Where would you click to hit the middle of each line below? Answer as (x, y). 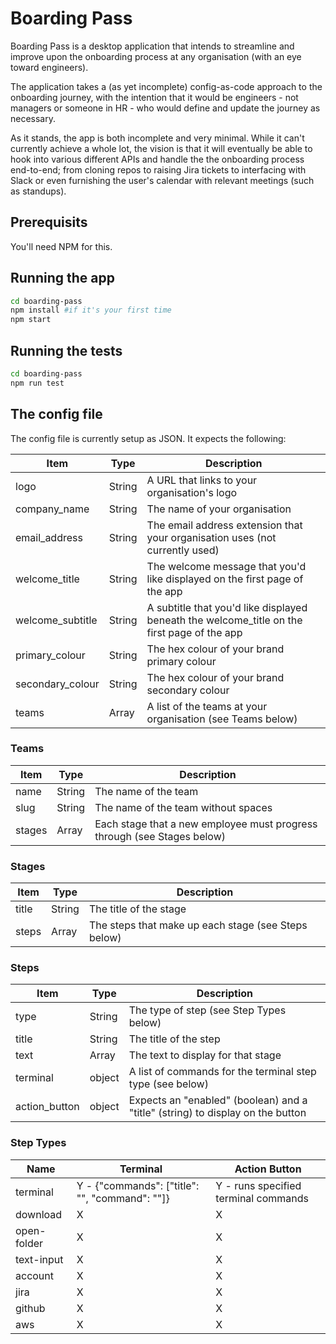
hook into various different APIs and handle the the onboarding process (157, 159)
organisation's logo (192, 492)
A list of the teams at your (207, 706)
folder (29, 1243)
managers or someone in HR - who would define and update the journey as (165, 108)
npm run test (37, 383)
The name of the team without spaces (183, 807)
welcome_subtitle (56, 620)
